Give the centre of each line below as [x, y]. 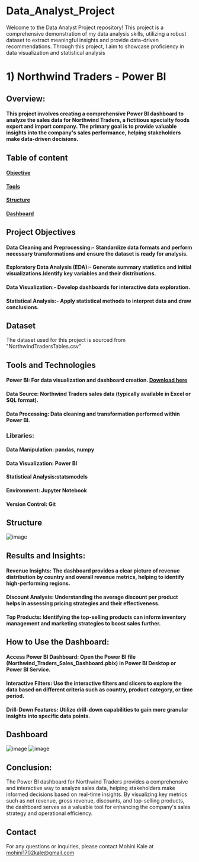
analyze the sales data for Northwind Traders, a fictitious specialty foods [98, 120]
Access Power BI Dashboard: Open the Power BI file [71, 657]
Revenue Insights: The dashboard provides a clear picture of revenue [93, 571]
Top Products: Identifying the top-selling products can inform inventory [96, 617]
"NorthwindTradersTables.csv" [44, 347]
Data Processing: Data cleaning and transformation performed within [93, 414]
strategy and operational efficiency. [49, 813]
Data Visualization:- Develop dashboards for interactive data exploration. [98, 287]
